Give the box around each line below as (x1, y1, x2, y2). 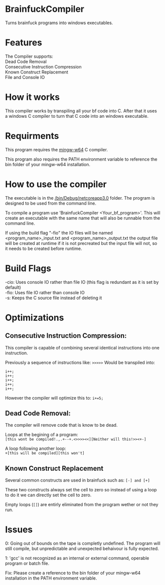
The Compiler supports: (5, 53, 53, 59)
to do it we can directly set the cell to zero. (5, 492, 92, 498)
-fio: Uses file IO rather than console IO (5, 289, 85, 295)
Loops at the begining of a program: (5, 432, 78, 438)
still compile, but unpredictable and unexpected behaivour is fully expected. (5, 546, 159, 551)
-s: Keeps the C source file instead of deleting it (5, 295, 102, 301)
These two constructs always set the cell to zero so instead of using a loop (5, 487, 157, 493)
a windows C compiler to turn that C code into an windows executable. (5, 113, 149, 119)
